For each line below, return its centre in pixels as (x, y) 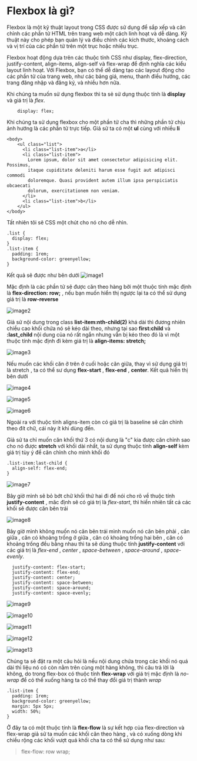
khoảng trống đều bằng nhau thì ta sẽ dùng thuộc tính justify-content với (96, 544)
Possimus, (19, 165)
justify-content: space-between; (53, 583)
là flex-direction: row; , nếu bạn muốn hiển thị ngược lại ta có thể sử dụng (97, 293)
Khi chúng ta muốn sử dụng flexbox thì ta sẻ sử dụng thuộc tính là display (96, 94)
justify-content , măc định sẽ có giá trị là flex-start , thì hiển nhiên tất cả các (99, 502)
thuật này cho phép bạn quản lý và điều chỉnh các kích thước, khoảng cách (98, 40)
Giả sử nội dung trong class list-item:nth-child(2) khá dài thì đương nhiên (96, 322)
